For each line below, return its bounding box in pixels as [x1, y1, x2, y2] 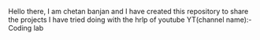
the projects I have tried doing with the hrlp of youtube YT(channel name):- [8, 15, 252, 24]
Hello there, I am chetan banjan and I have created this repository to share [8, 7, 249, 16]
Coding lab [8, 24, 44, 32]
